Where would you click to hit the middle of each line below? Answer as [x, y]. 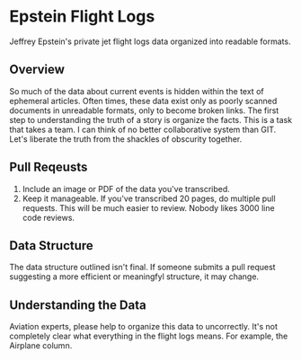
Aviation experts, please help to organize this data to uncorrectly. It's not [144, 327]
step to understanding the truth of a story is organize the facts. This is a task [151, 119]
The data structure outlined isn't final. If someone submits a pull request [142, 268]
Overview [37, 70]
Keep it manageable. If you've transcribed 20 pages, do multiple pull [149, 198]
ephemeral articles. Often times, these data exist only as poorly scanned [143, 101]
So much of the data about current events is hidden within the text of [137, 91]
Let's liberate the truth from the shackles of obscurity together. [126, 139]
